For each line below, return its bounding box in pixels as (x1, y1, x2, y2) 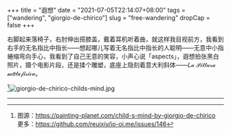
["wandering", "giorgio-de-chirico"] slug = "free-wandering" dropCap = (7, 14, 211, 22)
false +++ (7, 21, 35, 29)
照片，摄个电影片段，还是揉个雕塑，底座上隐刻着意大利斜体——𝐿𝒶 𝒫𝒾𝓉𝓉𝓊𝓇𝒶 (7, 61, 217, 69)
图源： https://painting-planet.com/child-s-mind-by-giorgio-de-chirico (16, 111, 216, 119)
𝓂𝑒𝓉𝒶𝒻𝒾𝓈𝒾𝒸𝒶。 (7, 69, 42, 77)
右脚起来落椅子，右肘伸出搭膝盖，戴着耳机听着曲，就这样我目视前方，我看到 (7, 35, 224, 43)
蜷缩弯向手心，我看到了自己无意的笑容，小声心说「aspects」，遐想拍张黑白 (7, 52, 219, 60)
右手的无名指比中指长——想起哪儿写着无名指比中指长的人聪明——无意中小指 (7, 44, 224, 51)
